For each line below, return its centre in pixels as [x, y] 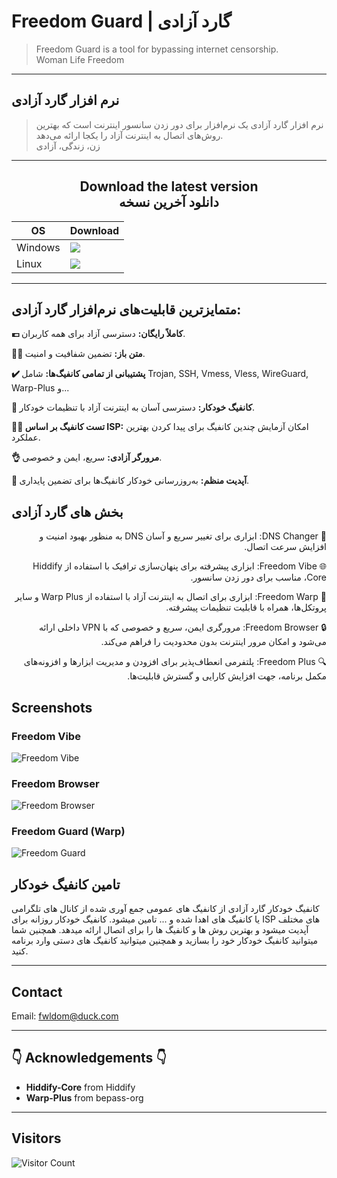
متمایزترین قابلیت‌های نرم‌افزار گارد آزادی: [126, 309]
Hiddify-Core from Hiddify [80, 1087]
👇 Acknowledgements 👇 [89, 1058]
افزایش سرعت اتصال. [285, 547]
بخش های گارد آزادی [67, 511]
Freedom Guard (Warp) [68, 832]
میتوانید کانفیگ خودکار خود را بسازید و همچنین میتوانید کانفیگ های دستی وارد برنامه [165, 941]
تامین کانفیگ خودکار [66, 884]
